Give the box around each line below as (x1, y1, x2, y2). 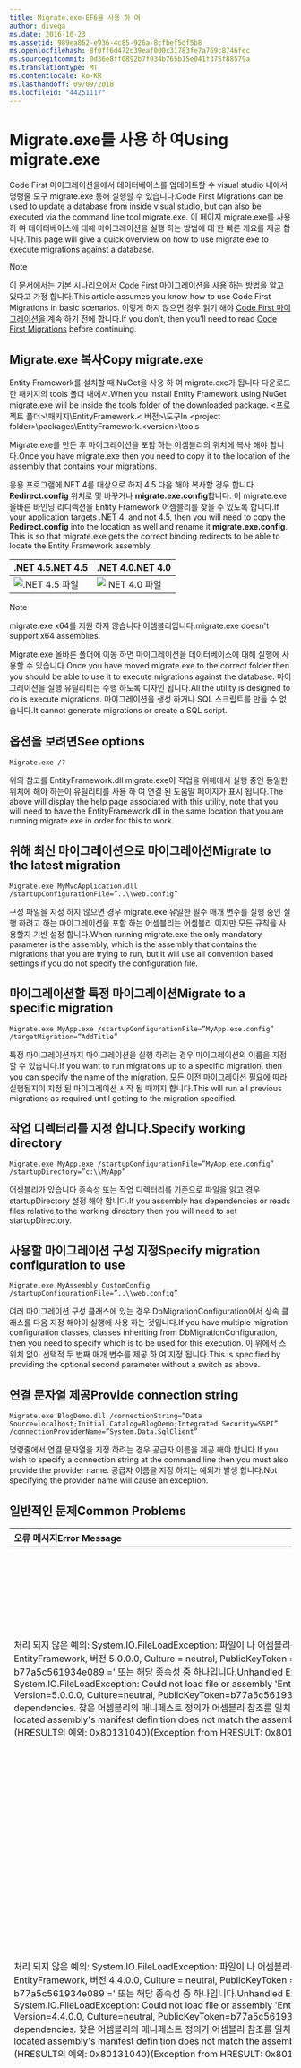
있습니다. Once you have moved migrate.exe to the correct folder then (35, 660, 290, 671)
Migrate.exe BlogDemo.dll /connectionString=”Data (9, 1412, 202, 1421)
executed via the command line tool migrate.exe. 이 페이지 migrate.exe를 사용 (9, 211, 291, 222)
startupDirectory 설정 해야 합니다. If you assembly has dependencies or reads (9, 1195, 291, 1206)
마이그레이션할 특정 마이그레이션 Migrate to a (9, 987, 246, 1002)
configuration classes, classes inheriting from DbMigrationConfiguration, (9, 1327, 278, 1338)
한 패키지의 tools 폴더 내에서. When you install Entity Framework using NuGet (9, 389, 287, 400)
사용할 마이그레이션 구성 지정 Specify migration (9, 1243, 261, 1258)
